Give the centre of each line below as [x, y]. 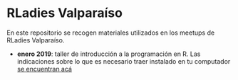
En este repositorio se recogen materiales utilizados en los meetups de [111, 33]
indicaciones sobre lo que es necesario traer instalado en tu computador [124, 61]
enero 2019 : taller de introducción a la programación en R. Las [109, 54]
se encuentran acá [45, 69]
